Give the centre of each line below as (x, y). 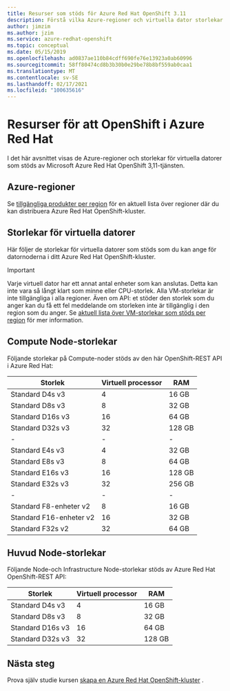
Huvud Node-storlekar (57, 553)
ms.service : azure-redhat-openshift (60, 39)
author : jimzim (29, 26)
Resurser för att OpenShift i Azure (106, 124)
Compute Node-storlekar (62, 342)
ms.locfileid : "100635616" (46, 90)
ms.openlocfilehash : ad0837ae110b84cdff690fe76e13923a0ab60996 (100, 59)
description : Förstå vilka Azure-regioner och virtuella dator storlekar (115, 20)
